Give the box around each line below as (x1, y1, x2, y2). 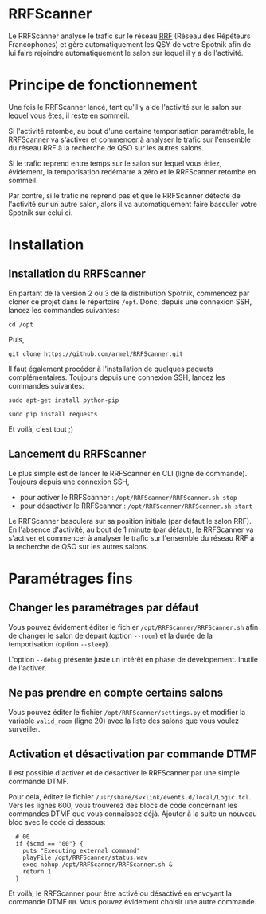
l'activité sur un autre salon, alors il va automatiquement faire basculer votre (8, 199, 257, 209)
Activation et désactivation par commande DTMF (8, 747, 257, 760)
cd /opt (8, 320, 34, 329)
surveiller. (8, 724, 41, 733)
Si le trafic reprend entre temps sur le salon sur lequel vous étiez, (8, 158, 222, 168)
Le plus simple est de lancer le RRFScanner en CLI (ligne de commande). (8, 468, 248, 478)
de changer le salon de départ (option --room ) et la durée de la (8, 631, 213, 640)
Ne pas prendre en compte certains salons (8, 686, 224, 700)
